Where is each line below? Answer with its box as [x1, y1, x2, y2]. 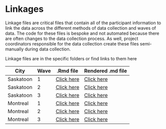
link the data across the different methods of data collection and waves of [5, 25, 157, 31]
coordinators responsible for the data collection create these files [5, 41, 139, 46]
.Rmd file [57, 67, 79, 74]
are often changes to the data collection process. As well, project [5, 36, 139, 42]
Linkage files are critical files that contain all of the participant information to [5, 20, 162, 26]
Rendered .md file [84, 67, 127, 74]
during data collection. [24, 46, 71, 52]
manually [5, 46, 24, 52]
